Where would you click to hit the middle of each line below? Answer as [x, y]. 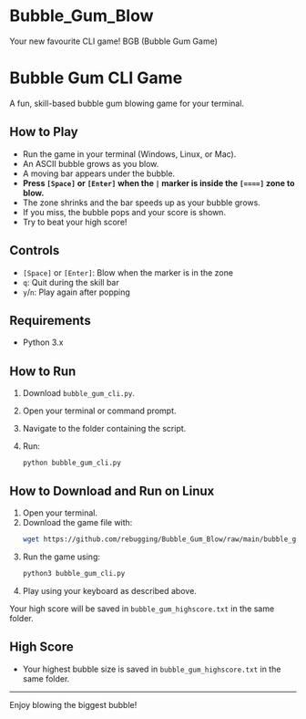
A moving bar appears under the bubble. [99, 173]
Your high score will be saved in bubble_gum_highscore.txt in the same [142, 609]
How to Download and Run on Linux [112, 490]
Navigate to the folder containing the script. [104, 429]
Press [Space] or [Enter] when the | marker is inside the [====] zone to [158, 182]
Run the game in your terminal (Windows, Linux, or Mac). [129, 154]
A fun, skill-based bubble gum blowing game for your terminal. [127, 103]
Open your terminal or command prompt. [99, 411]
